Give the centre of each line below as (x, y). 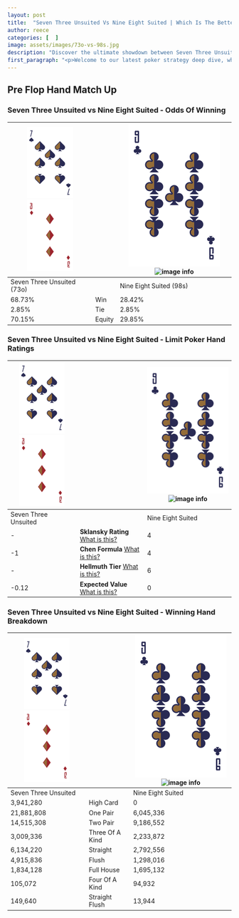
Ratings (21, 349)
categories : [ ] (33, 38)
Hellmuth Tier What (109, 567)
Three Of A (105, 832)
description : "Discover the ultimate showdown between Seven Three (110, 53)
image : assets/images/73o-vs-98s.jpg (63, 45)
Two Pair (102, 822)
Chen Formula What (110, 550)
